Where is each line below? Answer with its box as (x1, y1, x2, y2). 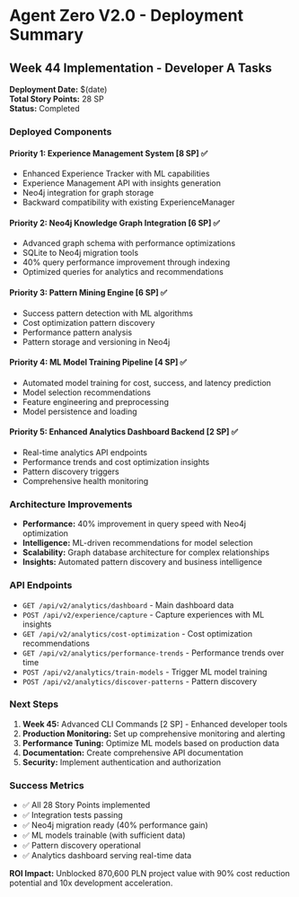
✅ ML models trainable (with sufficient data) (22, 830, 186, 840)
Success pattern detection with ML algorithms (22, 307, 193, 319)
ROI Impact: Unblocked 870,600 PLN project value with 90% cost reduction (9, 868, 290, 879)
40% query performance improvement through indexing (22, 257, 231, 268)
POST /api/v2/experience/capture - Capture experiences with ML (22, 609, 265, 620)
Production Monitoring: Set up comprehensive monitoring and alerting (22, 728, 286, 739)
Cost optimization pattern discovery (22, 317, 155, 328)
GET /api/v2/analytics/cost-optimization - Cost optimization (22, 628, 253, 638)
